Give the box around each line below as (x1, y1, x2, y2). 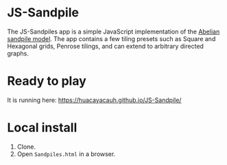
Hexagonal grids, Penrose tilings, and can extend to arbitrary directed (7, 42, 204, 50)
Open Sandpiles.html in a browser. (16, 149, 116, 158)
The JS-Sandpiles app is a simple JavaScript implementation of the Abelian (7, 27, 220, 36)
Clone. (16, 142, 36, 151)
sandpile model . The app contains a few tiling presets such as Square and (7, 34, 216, 42)
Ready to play (7, 73, 87, 89)
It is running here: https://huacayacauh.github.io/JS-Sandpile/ (7, 96, 182, 104)
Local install (7, 120, 77, 136)
